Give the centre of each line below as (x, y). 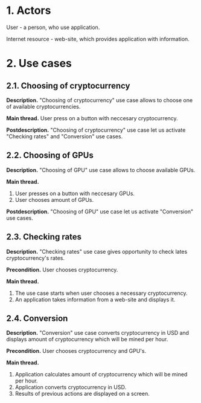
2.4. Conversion (37, 318)
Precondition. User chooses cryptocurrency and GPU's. (76, 351)
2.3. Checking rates (44, 237)
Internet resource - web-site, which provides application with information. (98, 39)
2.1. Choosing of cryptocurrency (68, 85)
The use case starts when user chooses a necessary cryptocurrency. (101, 293)
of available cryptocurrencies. (43, 106)
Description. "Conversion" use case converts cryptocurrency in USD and (97, 333)
